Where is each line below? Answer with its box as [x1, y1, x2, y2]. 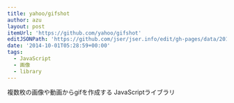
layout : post [7, 23, 45, 30]
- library [13, 68, 42, 75]
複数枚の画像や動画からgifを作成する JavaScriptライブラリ [7, 88, 175, 96]
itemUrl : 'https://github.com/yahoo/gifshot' [7, 29, 141, 37]
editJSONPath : [7, 36, 49, 43]
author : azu [7, 17, 42, 24]
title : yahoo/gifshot [7, 10, 70, 17]
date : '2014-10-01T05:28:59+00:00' [7, 42, 111, 49]
